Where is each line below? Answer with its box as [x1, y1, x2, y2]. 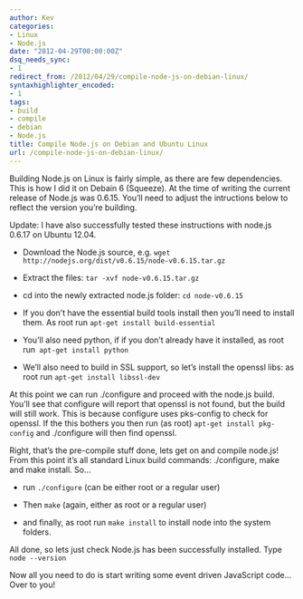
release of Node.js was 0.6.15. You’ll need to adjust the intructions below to [9, 192, 289, 203]
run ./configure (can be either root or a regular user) [22, 481, 221, 492]
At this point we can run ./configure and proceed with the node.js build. [9, 389, 275, 400]
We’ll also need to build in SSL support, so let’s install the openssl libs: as [22, 362, 295, 372]
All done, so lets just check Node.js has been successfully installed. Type [9, 544, 282, 555]
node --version [9, 554, 67, 563]
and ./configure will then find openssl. [35, 427, 177, 438]
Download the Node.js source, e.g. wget [22, 246, 171, 257]
